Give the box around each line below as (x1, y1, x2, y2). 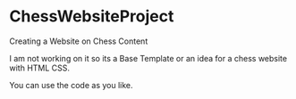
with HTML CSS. (9, 62, 70, 73)
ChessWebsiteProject (9, 6, 174, 27)
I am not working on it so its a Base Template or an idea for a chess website (9, 53, 288, 63)
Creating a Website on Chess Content (9, 36, 148, 46)
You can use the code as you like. (9, 79, 133, 90)
